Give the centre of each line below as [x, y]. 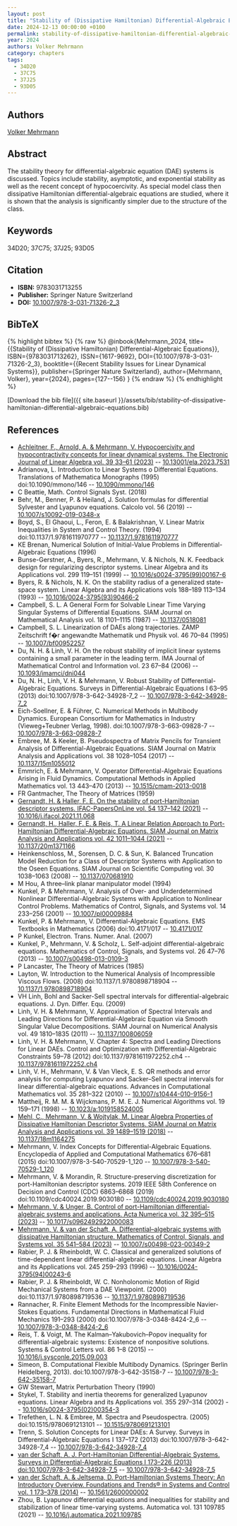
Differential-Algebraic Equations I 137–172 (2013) [88, 1440]
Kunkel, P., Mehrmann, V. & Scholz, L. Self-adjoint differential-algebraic [121, 944]
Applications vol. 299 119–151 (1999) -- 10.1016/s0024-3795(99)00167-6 [122, 575]
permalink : [23, 34]
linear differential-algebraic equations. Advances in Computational [114, 1087]
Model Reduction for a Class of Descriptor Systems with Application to [120, 861]
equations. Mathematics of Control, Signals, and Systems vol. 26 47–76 [121, 951]
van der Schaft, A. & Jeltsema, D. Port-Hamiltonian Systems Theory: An [121, 1477]
